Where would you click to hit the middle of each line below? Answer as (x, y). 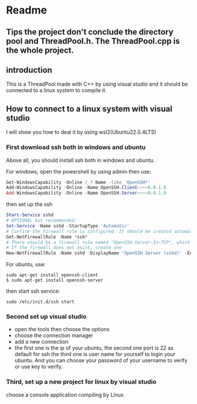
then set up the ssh (29, 204)
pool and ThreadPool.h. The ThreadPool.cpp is (93, 41)
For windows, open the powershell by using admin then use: (79, 171)
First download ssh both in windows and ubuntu (76, 147)
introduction (29, 70)
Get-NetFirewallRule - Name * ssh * (47, 237)
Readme (27, 10)
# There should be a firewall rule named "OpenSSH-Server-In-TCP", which (98, 242)
